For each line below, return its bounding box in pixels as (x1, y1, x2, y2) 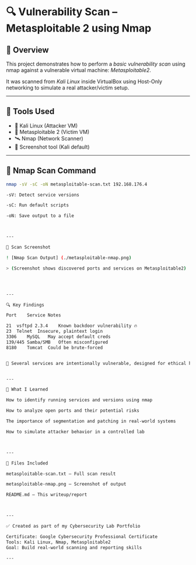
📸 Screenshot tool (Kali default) (14, 143, 90, 150)
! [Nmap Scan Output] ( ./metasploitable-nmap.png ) (6, 254, 132, 261)
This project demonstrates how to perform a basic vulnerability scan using (6, 60, 185, 67)
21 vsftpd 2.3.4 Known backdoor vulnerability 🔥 (6, 323, 138, 329)
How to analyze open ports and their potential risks (6, 408, 140, 414)
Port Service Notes (6, 312, 61, 318)
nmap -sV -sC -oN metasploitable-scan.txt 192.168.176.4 (6, 181, 148, 187)
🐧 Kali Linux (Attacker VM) (14, 122, 78, 129)
